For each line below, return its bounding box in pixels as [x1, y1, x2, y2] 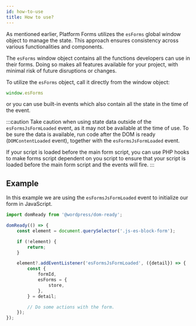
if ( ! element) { [17, 238, 57, 244]
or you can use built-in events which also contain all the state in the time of [6, 101, 189, 108]
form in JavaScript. [6, 201, 53, 208]
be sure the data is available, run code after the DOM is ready [6, 131, 156, 138]
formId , [37, 272, 57, 277]
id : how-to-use [6, 8, 44, 15]
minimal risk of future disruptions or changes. [6, 67, 117, 74]
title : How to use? [6, 14, 54, 20]
